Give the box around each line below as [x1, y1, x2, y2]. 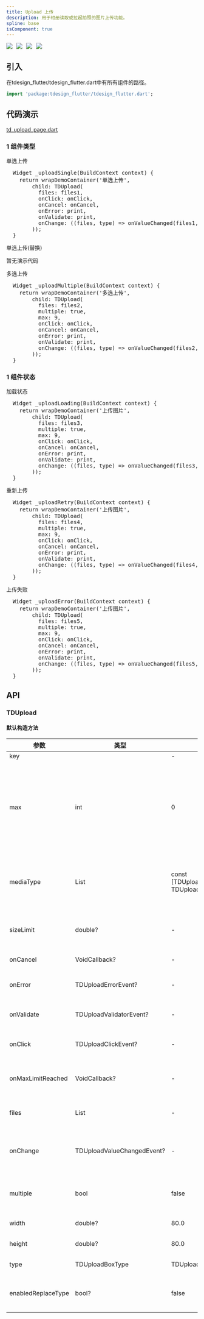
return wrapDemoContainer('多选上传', [19, 290, 131, 296]
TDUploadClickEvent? [75, 1040, 138, 1048]
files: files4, [38, 519, 84, 526]
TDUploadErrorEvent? [75, 980, 138, 989]
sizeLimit [9, 925, 35, 934]
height [9, 1239, 28, 1248]
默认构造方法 [6, 724, 38, 731]
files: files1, [38, 190, 84, 196]
